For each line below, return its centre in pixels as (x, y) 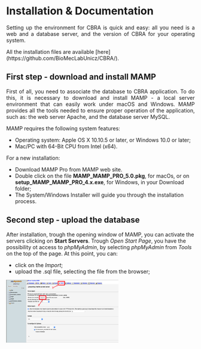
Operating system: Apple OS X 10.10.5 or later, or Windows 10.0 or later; (103, 140)
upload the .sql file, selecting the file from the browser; (83, 271)
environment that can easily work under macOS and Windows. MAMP (100, 104)
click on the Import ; (39, 265)
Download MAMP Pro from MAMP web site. (68, 169)
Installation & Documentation (80, 11)
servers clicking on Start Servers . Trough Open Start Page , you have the (96, 241)
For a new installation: (33, 158)
